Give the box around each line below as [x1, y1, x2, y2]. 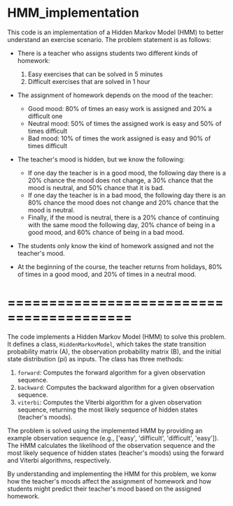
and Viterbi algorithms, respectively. [7, 456, 111, 464]
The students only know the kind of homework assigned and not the [17, 241, 214, 250]
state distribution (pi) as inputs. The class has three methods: [7, 354, 184, 363]
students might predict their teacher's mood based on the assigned [7, 484, 202, 493]
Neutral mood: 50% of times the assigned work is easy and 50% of [27, 119, 222, 127]
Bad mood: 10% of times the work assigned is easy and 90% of [27, 134, 211, 143]
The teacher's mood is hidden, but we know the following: [17, 155, 185, 164]
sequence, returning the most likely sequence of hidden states [17, 405, 198, 414]
